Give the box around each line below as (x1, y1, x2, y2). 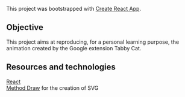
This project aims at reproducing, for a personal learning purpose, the (6, 38, 180, 46)
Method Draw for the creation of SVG (6, 84, 99, 92)
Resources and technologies (6, 62, 116, 72)
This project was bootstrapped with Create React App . (6, 5, 142, 12)
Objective (6, 22, 44, 32)
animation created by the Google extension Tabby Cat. (6, 44, 142, 51)
